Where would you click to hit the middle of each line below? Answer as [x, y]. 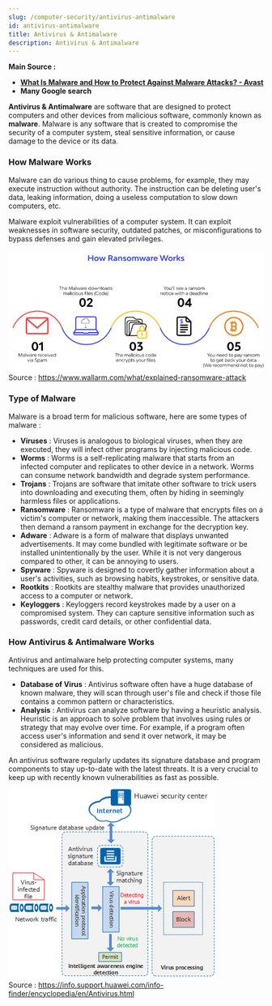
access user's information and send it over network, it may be [123, 735]
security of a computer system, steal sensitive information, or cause [122, 133]
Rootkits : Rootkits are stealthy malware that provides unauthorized [132, 586]
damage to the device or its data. [64, 141]
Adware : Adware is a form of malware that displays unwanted [124, 535]
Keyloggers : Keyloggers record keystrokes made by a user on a [128, 604]
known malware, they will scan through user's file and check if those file [140, 693]
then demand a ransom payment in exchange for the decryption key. [134, 526]
